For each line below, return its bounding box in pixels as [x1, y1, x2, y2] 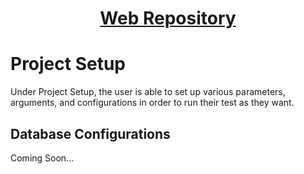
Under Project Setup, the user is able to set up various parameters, [10, 86, 286, 98]
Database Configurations [10, 125, 171, 142]
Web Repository [99, 7, 237, 30]
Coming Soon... [10, 152, 75, 164]
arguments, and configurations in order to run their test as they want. [10, 97, 295, 109]
